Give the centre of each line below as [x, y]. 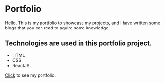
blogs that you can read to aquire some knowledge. [58, 28]
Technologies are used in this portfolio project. [79, 43]
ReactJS [21, 65]
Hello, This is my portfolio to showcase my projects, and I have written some [83, 23]
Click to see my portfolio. [31, 75]
